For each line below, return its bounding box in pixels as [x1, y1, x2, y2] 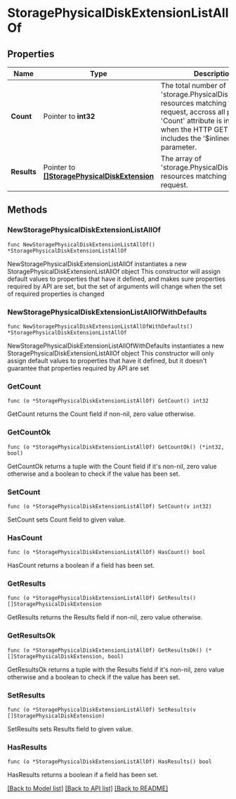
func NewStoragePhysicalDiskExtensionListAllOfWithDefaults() [7, 322, 193, 330]
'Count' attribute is [160, 116, 223, 125]
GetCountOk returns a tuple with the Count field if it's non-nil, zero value [7, 462, 218, 470]
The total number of [160, 81, 227, 90]
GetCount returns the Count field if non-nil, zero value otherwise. [7, 410, 195, 418]
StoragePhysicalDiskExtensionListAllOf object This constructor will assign [7, 267, 221, 275]
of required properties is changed [7, 289, 105, 298]
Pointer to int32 [43, 111, 96, 121]
